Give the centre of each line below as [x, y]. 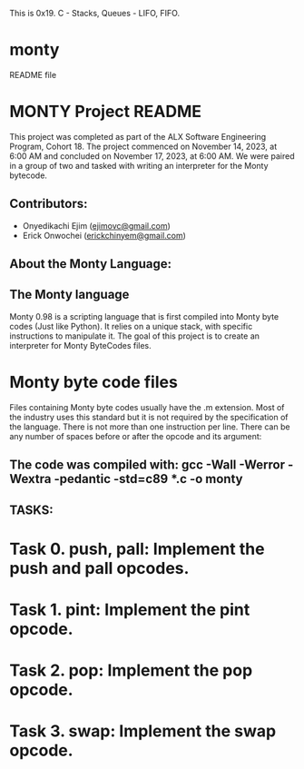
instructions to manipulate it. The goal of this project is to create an [135, 336]
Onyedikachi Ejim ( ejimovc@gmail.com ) [96, 225]
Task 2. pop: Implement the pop [131, 670]
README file [33, 74]
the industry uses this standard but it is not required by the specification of [149, 417]
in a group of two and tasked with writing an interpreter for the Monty [139, 165]
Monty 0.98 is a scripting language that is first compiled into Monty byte [144, 316]
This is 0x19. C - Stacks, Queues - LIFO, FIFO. [94, 13]
